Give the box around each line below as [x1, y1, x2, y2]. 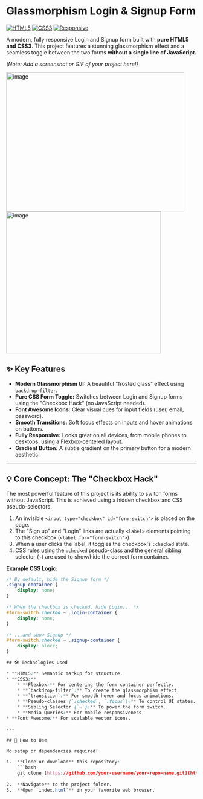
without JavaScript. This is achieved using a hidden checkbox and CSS [6, 496, 183, 504]
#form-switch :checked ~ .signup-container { [6, 637, 120, 644]
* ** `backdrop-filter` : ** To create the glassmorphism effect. [17, 687, 180, 693]
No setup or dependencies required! [6, 748, 98, 754]
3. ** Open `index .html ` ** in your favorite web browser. [6, 787, 155, 793]
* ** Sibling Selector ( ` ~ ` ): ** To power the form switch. [17, 704, 166, 710]
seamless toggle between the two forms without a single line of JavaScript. [6, 48, 197, 56]
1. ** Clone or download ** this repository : [6, 759, 120, 765]
